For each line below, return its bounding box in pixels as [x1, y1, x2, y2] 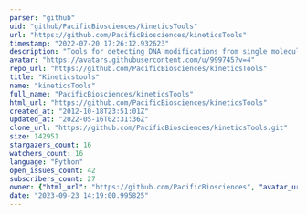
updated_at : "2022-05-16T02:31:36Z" [9, 115, 149, 124]
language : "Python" [9, 157, 84, 167]
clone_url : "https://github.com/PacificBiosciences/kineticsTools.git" [9, 124, 288, 133]
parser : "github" [9, 13, 76, 23]
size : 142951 [9, 132, 59, 141]
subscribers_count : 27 [9, 174, 96, 183]
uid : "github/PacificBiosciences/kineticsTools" [9, 22, 198, 31]
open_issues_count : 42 [9, 166, 96, 175]
